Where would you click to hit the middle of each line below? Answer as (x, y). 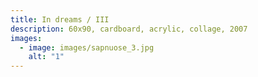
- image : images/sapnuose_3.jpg (87, 47)
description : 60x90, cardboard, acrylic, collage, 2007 (129, 29)
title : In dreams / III (60, 19)
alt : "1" (46, 57)
